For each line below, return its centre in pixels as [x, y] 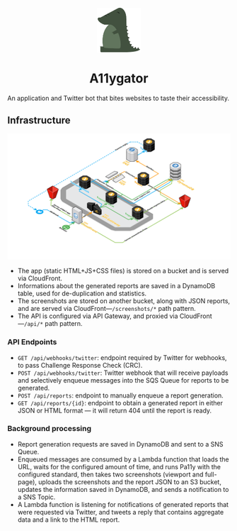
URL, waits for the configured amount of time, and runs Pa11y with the [119, 466]
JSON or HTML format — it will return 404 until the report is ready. [115, 410]
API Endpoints [32, 342]
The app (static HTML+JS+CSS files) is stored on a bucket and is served [123, 271]
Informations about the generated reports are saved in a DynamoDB [116, 286]
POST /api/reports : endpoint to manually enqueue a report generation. [121, 395]
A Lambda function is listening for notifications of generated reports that [123, 504]
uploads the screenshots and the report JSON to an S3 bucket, [130, 482]
